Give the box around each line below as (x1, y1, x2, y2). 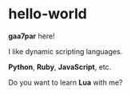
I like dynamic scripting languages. (8, 46, 123, 56)
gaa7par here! (8, 31, 55, 41)
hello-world (8, 5, 88, 23)
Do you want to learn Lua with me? (8, 77, 123, 87)
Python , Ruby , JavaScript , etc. (8, 61, 112, 72)
